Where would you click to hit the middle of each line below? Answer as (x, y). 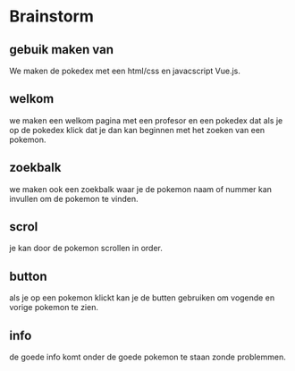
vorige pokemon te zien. (54, 308)
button (28, 276)
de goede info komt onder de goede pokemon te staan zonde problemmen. (147, 357)
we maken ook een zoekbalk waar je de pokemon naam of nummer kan (141, 189)
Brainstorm (51, 17)
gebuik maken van (62, 50)
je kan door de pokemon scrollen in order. (86, 249)
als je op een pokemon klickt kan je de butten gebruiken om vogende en (142, 298)
